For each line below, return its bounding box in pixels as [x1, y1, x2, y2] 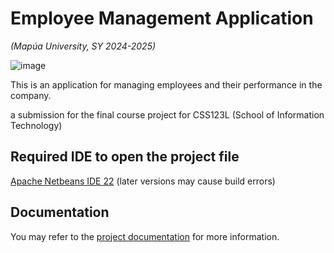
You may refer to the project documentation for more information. [10, 230, 280, 242]
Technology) [10, 119, 63, 131]
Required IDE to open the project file [10, 148, 240, 166]
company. [10, 89, 52, 101]
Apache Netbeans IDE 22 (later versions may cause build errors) [10, 175, 276, 187]
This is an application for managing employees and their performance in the [10, 78, 323, 91]
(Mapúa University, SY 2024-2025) [10, 40, 157, 52]
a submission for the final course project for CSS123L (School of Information [10, 108, 325, 121]
